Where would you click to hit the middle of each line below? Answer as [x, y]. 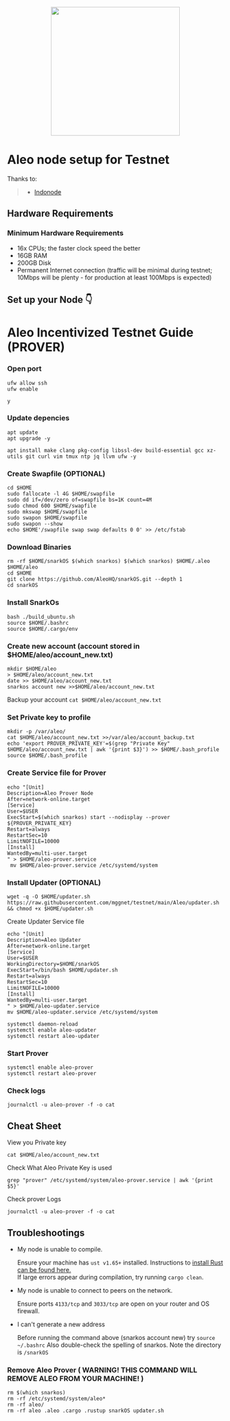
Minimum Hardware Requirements [65, 233]
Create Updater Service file [46, 921]
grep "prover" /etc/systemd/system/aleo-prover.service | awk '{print [110, 1181]
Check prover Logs [34, 1199]
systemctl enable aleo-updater [52, 1030]
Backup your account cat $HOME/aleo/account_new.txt [84, 700]
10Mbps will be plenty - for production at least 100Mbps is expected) [114, 277]
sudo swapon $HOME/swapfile [47, 518]
